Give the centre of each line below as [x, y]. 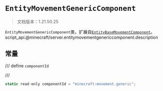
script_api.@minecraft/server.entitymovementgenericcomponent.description [81, 37]
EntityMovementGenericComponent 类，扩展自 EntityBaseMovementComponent [78, 32]
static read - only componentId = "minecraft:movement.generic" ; [71, 84]
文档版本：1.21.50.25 [38, 21]
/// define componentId [27, 66]
